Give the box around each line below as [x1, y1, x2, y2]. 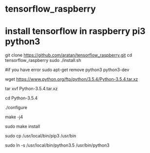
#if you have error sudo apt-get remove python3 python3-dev [5, 67, 130, 73]
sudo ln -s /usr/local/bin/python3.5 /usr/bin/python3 [5, 142, 110, 148]
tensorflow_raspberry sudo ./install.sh [5, 57, 81, 63]
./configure [5, 105, 28, 111]
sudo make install [5, 123, 40, 130]
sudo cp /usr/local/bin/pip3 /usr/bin [5, 133, 76, 139]
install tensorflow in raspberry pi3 [5, 26, 146, 37]
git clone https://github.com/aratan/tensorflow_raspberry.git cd [5, 52, 132, 58]
